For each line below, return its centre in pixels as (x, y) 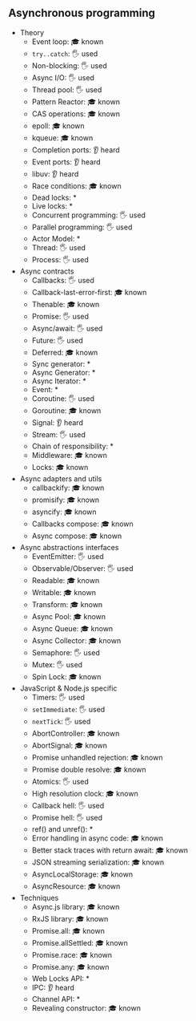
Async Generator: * (64, 372)
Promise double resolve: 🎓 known (89, 769)
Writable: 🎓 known (64, 592)
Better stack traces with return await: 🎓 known (110, 850)
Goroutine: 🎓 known (66, 410)
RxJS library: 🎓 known (70, 918)
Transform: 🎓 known (67, 604)
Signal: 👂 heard (58, 422)
